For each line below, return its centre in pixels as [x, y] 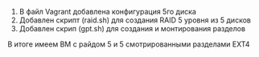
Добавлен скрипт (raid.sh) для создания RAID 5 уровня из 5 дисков [135, 20]
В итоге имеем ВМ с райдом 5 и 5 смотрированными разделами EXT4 [129, 44]
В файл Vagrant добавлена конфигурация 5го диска [107, 12]
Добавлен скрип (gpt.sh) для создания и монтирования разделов [132, 28]
